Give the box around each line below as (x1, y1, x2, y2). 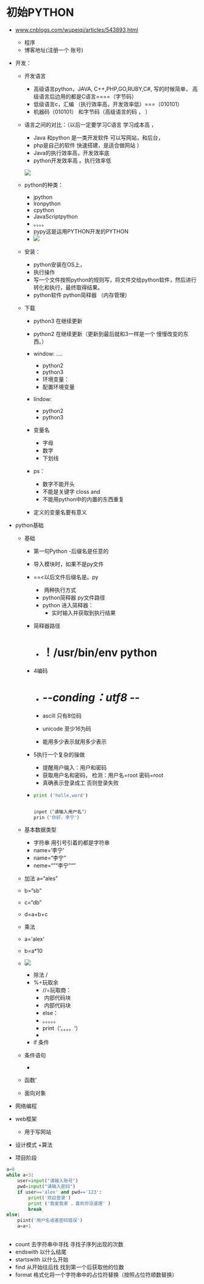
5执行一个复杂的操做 (33, 751, 85, 758)
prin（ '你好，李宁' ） (33, 815, 82, 821)
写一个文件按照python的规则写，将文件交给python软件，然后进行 (33, 276, 197, 284)
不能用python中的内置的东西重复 (42, 495, 125, 503)
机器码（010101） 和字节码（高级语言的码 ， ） (33, 108, 151, 115)
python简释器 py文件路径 (42, 594, 105, 601)
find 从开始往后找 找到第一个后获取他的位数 (15, 1263, 125, 1271)
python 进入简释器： (42, 601, 94, 608)
